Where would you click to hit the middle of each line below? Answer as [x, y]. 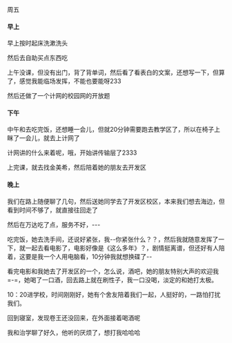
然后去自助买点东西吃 [37, 58]
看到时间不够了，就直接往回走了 [52, 210]
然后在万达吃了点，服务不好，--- [54, 224]
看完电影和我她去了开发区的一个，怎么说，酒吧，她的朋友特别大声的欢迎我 [113, 271]
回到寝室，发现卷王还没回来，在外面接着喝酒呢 [74, 317]
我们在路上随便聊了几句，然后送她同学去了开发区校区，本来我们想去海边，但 [116, 201]
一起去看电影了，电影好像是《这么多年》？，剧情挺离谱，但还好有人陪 [125, 248]
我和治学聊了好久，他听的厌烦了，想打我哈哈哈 [74, 332]
